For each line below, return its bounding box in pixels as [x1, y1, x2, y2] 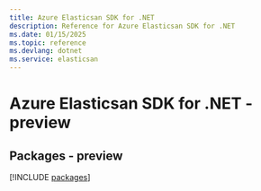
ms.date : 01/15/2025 [9, 30, 87, 39]
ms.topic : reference [9, 38, 87, 48]
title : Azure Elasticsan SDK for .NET [9, 13, 155, 22]
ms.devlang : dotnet [9, 47, 83, 56]
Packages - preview [9, 148, 123, 163]
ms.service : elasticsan [9, 55, 99, 64]
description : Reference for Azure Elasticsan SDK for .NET [9, 22, 236, 30]
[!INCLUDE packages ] [9, 172, 91, 182]
